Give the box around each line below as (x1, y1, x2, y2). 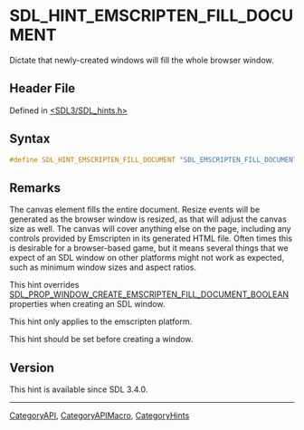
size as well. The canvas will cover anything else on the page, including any (9, 224, 291, 234)
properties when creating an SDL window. (9, 299, 166, 310)
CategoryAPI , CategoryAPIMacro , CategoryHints (9, 410, 190, 421)
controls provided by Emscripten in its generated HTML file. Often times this (9, 233, 292, 244)
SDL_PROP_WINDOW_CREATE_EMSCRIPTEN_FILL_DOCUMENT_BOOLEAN (9, 289, 290, 300)
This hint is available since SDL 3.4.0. (9, 384, 148, 395)
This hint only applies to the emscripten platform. (9, 316, 193, 327)
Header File (9, 81, 76, 96)
